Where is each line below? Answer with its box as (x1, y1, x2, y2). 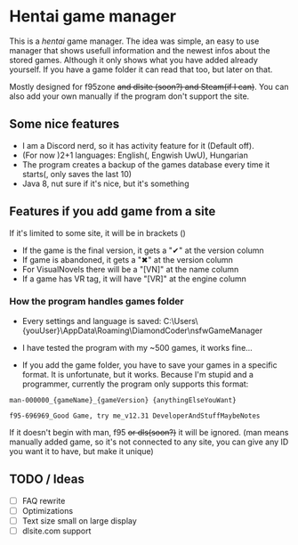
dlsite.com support (21, 525, 92, 536)
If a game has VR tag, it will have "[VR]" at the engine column (21, 273, 247, 284)
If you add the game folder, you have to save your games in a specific (21, 359, 278, 370)
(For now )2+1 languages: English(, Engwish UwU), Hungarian (21, 150, 249, 160)
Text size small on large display (21, 515, 138, 526)
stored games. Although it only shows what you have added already (9, 54, 258, 65)
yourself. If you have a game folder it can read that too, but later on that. (9, 64, 273, 75)
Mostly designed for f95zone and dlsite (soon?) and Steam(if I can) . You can (9, 81, 289, 92)
